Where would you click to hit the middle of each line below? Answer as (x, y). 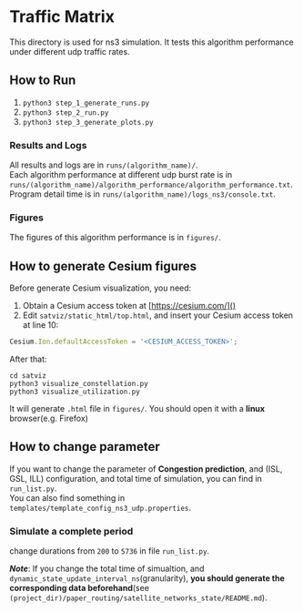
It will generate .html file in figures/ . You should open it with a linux (137, 409)
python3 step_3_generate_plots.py (88, 122)
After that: (28, 359)
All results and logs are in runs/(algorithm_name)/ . (104, 165)
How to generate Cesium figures (103, 266)
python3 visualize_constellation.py (79, 384)
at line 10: (40, 325)
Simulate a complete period (71, 531)
